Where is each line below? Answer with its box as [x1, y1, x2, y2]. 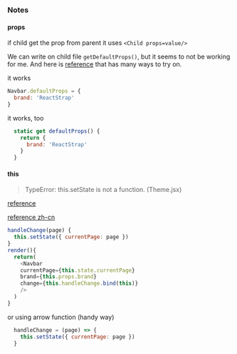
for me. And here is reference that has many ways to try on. [7, 60, 182, 69]
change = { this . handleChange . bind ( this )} [20, 280, 139, 287]
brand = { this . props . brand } [20, 273, 98, 280]
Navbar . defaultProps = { [7, 88, 81, 95]
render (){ [7, 246, 37, 254]
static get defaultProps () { [14, 127, 100, 135]
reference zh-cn [7, 213, 56, 222]
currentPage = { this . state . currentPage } [20, 266, 135, 274]
